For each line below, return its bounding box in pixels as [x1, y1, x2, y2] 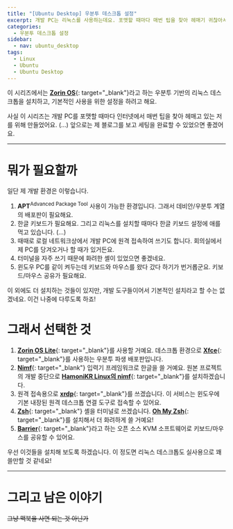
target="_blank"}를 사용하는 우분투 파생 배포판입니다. [17, 355, 164, 364]
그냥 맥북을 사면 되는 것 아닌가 [7, 514, 89, 522]
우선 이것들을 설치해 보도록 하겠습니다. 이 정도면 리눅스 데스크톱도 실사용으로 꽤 [7, 448, 222, 456]
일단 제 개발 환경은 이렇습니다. [7, 187, 89, 195]
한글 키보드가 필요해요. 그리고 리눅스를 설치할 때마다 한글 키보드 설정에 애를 [17, 220, 221, 228]
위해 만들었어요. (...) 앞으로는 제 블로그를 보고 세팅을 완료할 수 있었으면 [14, 120, 206, 129]
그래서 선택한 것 [7, 322, 92, 338]
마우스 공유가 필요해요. [25, 272, 87, 280]
